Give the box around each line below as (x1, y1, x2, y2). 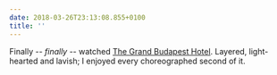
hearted (9, 55, 38, 66)
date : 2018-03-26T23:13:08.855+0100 (9, 12, 146, 22)
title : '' (9, 21, 46, 30)
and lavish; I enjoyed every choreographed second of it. (39, 55, 246, 66)
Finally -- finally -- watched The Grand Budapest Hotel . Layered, (9, 46, 248, 56)
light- (248, 46, 269, 56)
